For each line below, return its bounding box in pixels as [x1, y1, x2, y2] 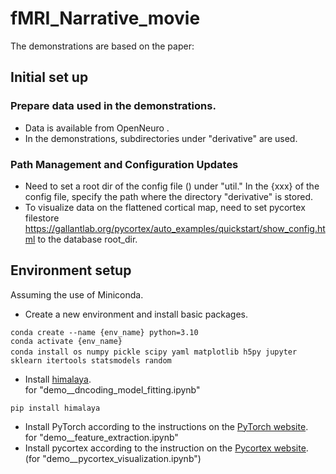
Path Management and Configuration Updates [10, 157, 239, 171]
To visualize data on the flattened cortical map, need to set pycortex [24, 201, 306, 213]
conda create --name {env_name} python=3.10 [10, 327, 199, 337]
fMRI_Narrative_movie [10, 7, 201, 30]
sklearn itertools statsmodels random [10, 355, 172, 366]
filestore [24, 212, 60, 224]
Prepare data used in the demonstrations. [10, 99, 217, 113]
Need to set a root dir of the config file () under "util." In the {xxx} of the [24, 180, 320, 192]
